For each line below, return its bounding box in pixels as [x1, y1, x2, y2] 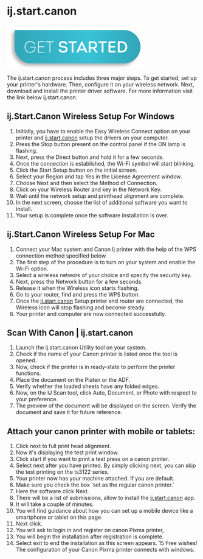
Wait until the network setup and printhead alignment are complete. [15, 192, 185, 199]
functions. [15, 370, 41, 377]
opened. [15, 357, 37, 364]
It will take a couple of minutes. [15, 501, 94, 508]
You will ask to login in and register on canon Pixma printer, [15, 527, 164, 534]
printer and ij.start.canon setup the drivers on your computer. [15, 134, 169, 141]
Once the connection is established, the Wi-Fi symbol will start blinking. [15, 160, 196, 167]
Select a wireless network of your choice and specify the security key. [15, 271, 192, 278]
